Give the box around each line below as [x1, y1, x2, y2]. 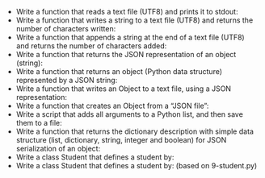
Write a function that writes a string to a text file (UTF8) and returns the [15, 15, 254, 25]
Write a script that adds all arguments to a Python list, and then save [15, 110, 244, 119]
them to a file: [15, 118, 62, 127]
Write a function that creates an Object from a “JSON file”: [15, 101, 209, 110]
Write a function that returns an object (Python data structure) [15, 67, 223, 76]
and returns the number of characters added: [15, 41, 167, 51]
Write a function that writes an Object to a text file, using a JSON [15, 84, 232, 93]
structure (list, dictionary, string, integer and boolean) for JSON [15, 135, 227, 144]
